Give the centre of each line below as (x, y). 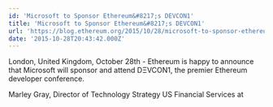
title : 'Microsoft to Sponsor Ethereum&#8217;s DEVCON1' (107, 24)
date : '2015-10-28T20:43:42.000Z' (67, 39)
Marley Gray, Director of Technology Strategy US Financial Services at (126, 95)
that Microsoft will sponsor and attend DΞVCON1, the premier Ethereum (128, 71)
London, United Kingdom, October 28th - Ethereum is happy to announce (131, 62)
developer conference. (47, 79)
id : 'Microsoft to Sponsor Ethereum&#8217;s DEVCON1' (102, 16)
